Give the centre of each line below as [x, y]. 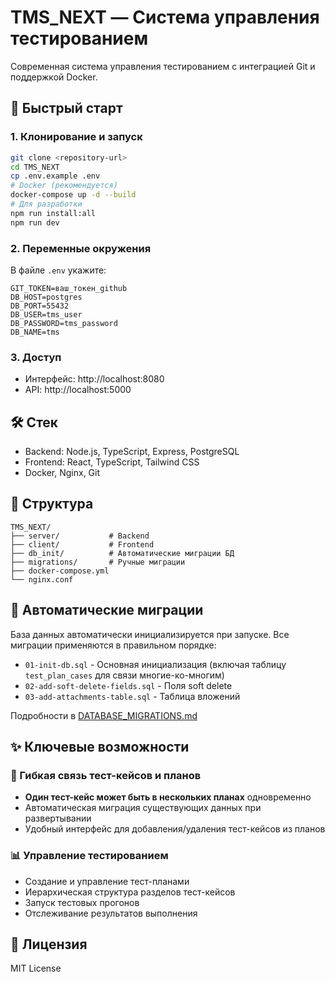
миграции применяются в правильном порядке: [113, 645]
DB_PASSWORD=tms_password [64, 323]
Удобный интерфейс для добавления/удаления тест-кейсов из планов [175, 829]
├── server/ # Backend [80, 536]
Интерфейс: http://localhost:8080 [94, 379]
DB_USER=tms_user [46, 314]
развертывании [58, 818]
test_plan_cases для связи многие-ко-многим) [124, 675]
